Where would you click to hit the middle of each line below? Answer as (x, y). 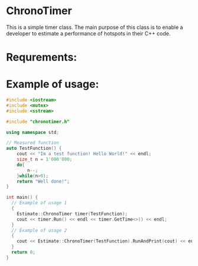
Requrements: (42, 58)
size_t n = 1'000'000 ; (44, 160)
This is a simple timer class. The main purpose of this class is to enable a (95, 27)
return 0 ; (23, 252)
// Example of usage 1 (39, 203)
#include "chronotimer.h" (38, 121)
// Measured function (33, 143)
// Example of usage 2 (39, 230)
